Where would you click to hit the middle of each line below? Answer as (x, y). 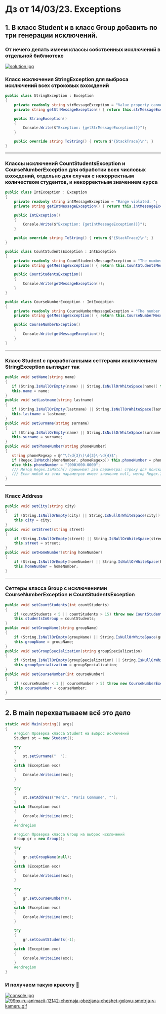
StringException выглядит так (42, 367)
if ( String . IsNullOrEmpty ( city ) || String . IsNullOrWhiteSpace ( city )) (87, 516)
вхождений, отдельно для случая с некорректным (70, 176)
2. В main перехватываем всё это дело (68, 713)
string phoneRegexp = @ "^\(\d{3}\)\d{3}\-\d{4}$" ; (65, 456)
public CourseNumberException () (47, 325)
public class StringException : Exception (49, 96)
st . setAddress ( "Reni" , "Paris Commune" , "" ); (71, 798)
